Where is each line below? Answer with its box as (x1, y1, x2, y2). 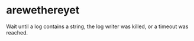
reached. (6, 29, 28, 36)
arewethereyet (6, 4, 80, 17)
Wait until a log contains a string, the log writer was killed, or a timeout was (6, 23, 189, 30)
